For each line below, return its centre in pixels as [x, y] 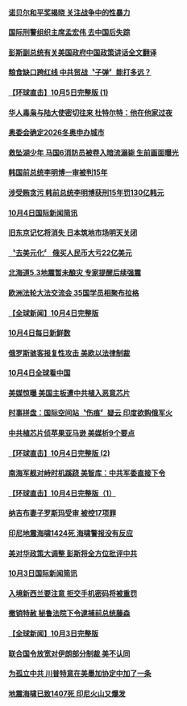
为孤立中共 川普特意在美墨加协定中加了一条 [80, 674]
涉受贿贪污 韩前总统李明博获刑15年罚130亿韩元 [86, 192]
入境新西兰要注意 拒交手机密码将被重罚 [73, 593]
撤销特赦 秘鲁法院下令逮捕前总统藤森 [69, 613]
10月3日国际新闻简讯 [43, 573]
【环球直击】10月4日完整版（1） [62, 493]
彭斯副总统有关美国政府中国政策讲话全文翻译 [83, 52]
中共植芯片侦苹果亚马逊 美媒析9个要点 [72, 433]
